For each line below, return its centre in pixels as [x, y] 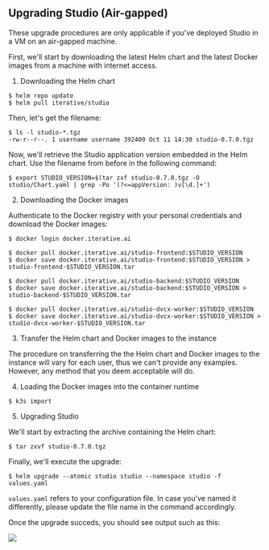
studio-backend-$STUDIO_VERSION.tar [70, 295]
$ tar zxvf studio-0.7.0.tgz [57, 446]
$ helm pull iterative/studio [59, 103]
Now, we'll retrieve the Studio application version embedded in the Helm [128, 154]
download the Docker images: [58, 224]
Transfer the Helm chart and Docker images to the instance [118, 338]
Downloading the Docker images [74, 200]
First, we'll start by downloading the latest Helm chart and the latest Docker [133, 56]
